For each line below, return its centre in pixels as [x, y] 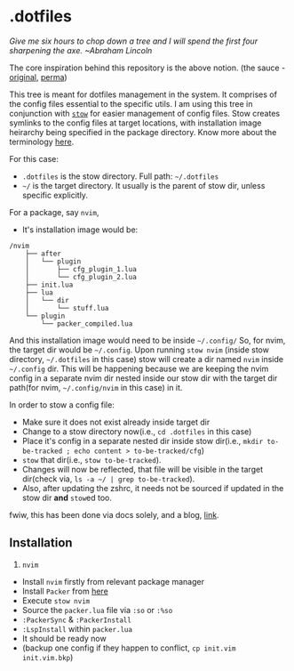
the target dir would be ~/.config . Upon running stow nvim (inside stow [139, 350]
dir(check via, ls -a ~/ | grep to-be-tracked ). [108, 479]
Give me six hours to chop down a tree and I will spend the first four [134, 41]
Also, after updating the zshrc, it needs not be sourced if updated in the [153, 488]
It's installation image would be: [80, 230]
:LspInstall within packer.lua [77, 628]
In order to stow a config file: [62, 404]
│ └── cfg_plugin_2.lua [81, 277]
